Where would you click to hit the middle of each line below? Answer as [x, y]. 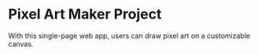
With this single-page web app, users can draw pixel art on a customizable [129, 36]
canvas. [21, 43]
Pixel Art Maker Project [85, 14]
